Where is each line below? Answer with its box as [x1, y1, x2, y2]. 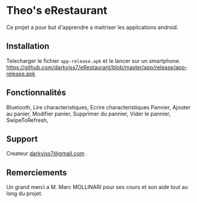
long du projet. [6, 190, 43, 197]
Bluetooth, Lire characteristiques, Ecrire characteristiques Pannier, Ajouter [6, 103, 191, 111]
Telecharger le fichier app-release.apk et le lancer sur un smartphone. [6, 57, 181, 64]
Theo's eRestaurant [6, 4, 108, 18]
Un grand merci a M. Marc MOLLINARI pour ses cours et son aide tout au [6, 184, 189, 191]
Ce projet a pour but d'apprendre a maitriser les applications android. [6, 24, 179, 31]
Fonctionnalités [6, 88, 66, 98]
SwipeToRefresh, [6, 116, 48, 124]
